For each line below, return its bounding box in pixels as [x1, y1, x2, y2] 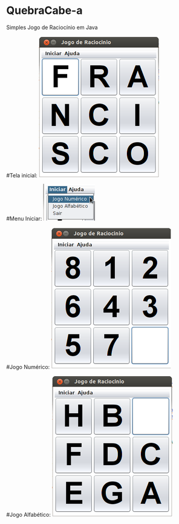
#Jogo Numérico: [6, 363, 50, 370]
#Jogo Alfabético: [6, 511, 51, 518]
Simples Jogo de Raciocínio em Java [6, 24, 98, 31]
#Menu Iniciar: [6, 214, 42, 222]
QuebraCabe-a [6, 4, 83, 18]
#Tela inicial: [6, 171, 37, 179]
